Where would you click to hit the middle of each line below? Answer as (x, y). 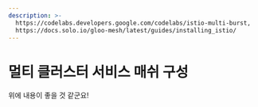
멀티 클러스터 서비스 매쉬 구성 (98, 72)
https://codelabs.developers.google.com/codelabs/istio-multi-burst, (133, 23)
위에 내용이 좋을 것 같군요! (49, 95)
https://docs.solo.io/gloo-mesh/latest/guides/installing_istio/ (126, 30)
